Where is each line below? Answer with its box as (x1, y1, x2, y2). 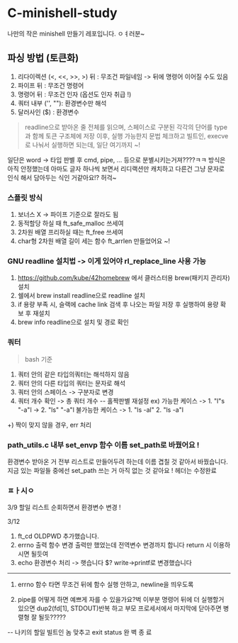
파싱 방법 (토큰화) (7, 52, 79, 65)
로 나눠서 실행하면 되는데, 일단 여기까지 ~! (24, 140, 140, 149)
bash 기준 (24, 354, 53, 363)
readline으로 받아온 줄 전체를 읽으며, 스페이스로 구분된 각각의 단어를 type (24, 123, 228, 131)
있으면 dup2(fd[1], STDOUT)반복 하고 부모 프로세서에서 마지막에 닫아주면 (17, 604, 222, 613)
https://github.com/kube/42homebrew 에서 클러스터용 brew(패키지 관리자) (17, 274, 230, 282)
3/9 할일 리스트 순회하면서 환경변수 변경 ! (7, 503, 122, 512)
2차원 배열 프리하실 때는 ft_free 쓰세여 (17, 228, 124, 237)
